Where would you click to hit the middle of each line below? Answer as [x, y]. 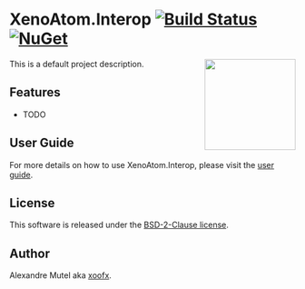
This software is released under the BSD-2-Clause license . [119, 225]
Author [30, 253]
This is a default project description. [77, 64]
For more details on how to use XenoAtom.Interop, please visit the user [142, 164]
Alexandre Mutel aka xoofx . [60, 275]
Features [35, 92]
